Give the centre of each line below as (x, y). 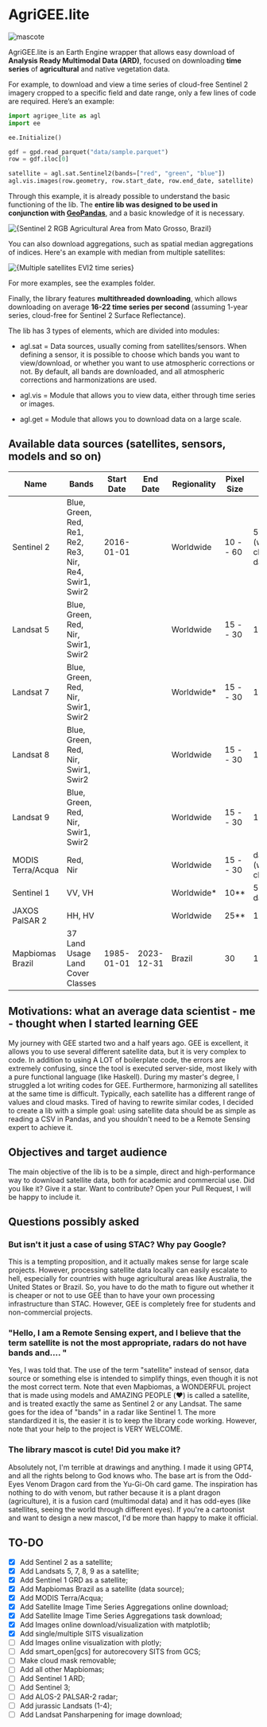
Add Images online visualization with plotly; (91, 1643)
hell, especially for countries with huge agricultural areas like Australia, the (130, 1279)
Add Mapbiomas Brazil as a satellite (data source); (102, 1589)
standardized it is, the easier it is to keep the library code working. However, (132, 1421)
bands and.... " (38, 1353)
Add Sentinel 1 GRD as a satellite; (74, 1580)
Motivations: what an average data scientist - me (132, 1011)
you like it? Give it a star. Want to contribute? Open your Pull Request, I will (130, 1188)
